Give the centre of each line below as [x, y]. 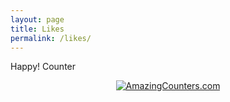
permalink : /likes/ [51, 38]
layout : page [37, 19]
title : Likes [37, 29]
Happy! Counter [43, 67]
